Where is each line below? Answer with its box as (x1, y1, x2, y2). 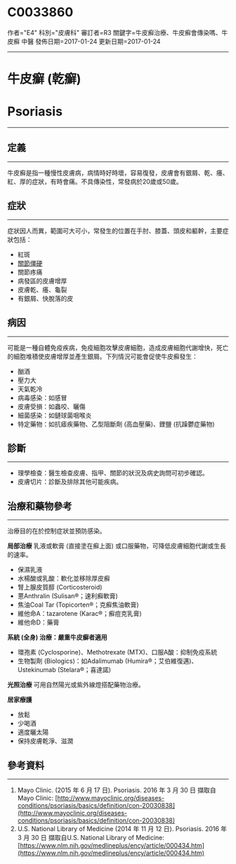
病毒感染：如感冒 (17, 393, 67, 401)
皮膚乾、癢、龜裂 (17, 285, 67, 294)
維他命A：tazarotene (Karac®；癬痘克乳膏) (17, 610, 142, 618)
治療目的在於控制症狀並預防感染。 (7, 527, 106, 535)
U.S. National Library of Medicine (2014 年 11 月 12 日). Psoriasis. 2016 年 (17, 824, 228, 833)
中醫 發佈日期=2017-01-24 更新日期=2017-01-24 (20, 37, 161, 46)
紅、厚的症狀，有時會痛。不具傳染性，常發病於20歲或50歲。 (7, 177, 183, 186)
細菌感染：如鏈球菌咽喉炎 (17, 411, 92, 419)
